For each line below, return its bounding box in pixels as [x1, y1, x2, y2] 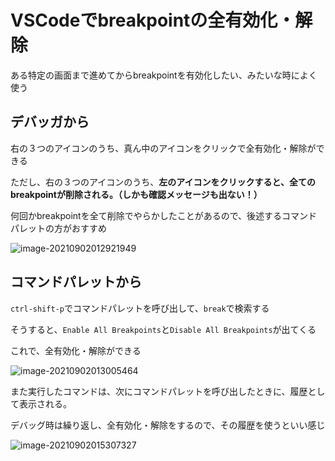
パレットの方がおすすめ [10, 222, 107, 234]
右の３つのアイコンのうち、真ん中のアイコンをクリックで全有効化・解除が [10, 142, 317, 154]
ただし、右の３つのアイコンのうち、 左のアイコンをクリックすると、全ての [10, 176, 317, 188]
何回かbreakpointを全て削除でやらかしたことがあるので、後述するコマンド [10, 209, 318, 221]
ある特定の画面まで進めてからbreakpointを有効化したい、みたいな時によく [10, 69, 318, 81]
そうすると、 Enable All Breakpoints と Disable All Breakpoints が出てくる [10, 323, 317, 335]
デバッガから [10, 114, 90, 131]
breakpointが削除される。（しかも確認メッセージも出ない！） [10, 188, 263, 200]
